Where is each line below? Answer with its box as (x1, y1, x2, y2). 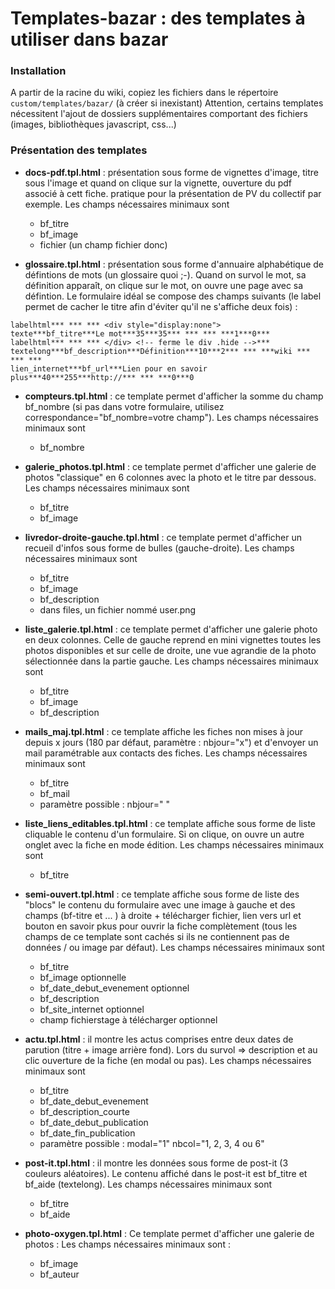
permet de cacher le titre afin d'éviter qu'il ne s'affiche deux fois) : (24, 300, 298, 312)
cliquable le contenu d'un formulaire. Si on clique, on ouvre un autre (24, 828, 305, 840)
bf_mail (39, 787, 70, 799)
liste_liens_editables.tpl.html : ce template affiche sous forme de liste (24, 817, 316, 829)
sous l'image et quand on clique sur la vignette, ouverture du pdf (24, 177, 293, 189)
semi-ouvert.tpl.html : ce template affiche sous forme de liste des (24, 888, 300, 900)
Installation (10, 64, 67, 78)
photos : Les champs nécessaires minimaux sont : (24, 1238, 231, 1250)
